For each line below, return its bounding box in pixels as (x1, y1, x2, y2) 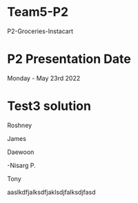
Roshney (7, 121, 32, 129)
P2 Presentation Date (7, 51, 131, 67)
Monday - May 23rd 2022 (7, 74, 81, 82)
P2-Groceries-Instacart (7, 27, 74, 35)
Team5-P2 (7, 4, 69, 20)
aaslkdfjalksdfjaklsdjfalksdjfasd (7, 188, 96, 196)
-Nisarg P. (7, 161, 36, 169)
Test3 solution (7, 98, 92, 114)
